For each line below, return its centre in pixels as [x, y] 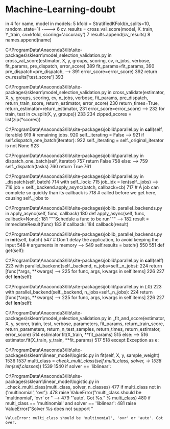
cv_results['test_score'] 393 [34, 77]
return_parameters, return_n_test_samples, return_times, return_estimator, [83, 329]
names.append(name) [29, 40]
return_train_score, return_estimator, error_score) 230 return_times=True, [82, 103]
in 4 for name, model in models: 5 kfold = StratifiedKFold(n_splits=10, [78, 24]
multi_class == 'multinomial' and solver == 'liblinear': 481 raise [71, 403]
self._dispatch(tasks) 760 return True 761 [48, 166]
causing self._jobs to [27, 198]
